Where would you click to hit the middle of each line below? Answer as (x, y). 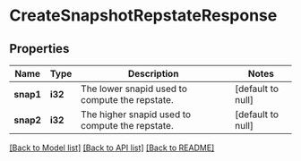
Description (153, 74)
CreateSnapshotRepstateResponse (143, 16)
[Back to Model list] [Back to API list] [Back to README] (112, 148)
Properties (39, 49)
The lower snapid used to (134, 89)
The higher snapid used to (135, 114)
